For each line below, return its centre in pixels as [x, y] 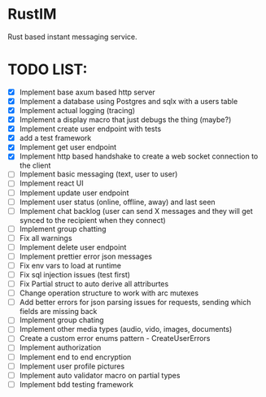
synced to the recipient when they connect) [92, 220]
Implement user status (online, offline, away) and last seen [118, 202]
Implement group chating [61, 320]
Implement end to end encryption [75, 357]
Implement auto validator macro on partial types [100, 375]
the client [35, 166]
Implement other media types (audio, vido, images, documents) [126, 329]
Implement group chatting [63, 229]
